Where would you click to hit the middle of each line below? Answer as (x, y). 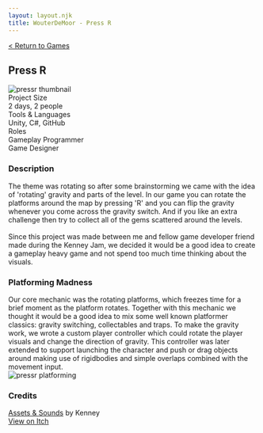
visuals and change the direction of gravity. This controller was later (119, 341)
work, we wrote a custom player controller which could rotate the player (126, 332)
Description (31, 169)
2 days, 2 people (36, 106)
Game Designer (34, 148)
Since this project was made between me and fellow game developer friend (131, 236)
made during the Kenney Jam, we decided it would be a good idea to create (132, 245)
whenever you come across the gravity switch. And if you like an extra (123, 211)
